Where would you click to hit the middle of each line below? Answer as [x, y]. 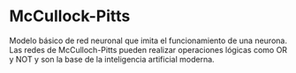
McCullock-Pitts [70, 16]
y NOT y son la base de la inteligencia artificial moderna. [112, 59]
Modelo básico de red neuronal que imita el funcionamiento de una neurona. [148, 40]
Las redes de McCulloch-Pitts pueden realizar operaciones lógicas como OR [148, 49]
